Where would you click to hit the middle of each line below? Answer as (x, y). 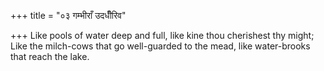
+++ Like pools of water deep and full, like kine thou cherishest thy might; (162, 35)
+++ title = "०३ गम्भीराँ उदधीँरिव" (68, 15)
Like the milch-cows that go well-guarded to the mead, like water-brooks (160, 46)
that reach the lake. (50, 56)
